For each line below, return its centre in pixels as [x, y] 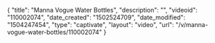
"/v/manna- [192, 25]
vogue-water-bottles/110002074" [55, 32]
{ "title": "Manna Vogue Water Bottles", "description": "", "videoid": [102, 10]
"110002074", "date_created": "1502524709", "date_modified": [96, 17]
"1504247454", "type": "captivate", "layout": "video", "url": [91, 25]
